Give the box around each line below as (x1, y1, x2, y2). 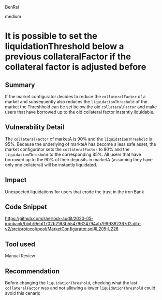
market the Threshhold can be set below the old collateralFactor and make (5, 104, 157, 110)
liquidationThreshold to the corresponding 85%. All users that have (5, 151, 141, 157)
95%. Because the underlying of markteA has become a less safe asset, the (5, 141, 156, 147)
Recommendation (5, 267, 59, 275)
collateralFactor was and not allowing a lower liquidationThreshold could (5, 285, 156, 291)
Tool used (5, 240, 35, 248)
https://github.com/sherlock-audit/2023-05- (5, 216, 93, 221)
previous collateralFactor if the (5, 51, 132, 62)
